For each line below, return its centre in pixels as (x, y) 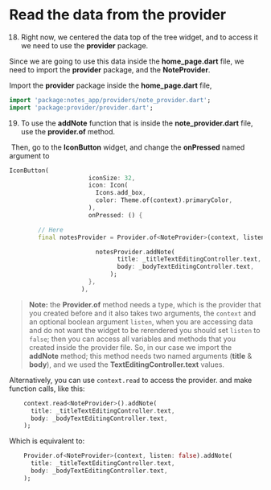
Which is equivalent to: (47, 441)
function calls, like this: (47, 389)
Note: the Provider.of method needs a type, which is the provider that (145, 304)
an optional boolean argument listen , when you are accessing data (141, 321)
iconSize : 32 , (112, 178)
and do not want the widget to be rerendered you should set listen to (144, 330)
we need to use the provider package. (84, 45)
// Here (51, 230)
